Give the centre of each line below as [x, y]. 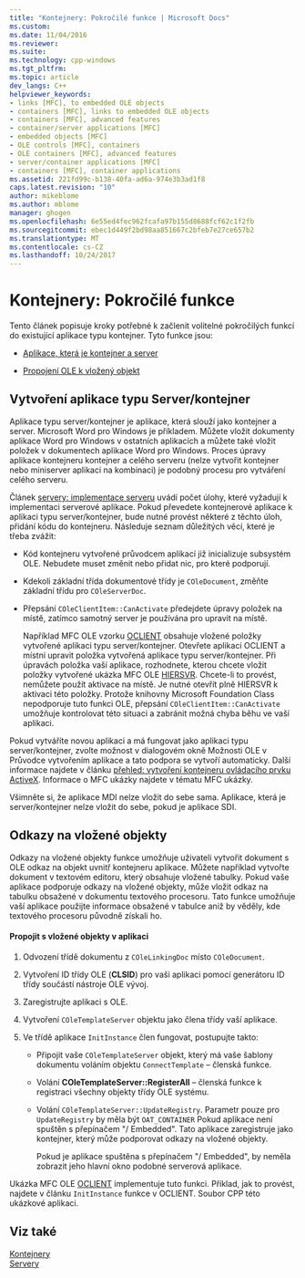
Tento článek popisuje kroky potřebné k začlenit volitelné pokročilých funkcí [152, 326]
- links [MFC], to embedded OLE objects [87, 103]
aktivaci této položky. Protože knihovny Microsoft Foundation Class [148, 693]
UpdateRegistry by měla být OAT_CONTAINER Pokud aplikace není [154, 1119]
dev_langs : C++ [38, 86]
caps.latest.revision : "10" [63, 188]
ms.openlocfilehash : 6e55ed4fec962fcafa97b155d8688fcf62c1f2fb [132, 221]
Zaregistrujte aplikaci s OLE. [75, 1002]
